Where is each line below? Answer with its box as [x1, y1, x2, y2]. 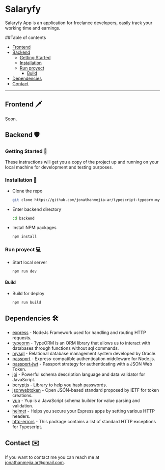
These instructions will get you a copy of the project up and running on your [5, 159, 159, 165]
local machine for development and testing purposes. [5, 164, 113, 170]
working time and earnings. [5, 25, 60, 31]
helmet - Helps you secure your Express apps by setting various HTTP [12, 408, 155, 414]
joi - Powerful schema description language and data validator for [12, 371, 145, 377]
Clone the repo [12, 188, 43, 194]
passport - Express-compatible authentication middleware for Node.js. [12, 356, 156, 362]
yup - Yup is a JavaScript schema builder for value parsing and [12, 398, 140, 403]
